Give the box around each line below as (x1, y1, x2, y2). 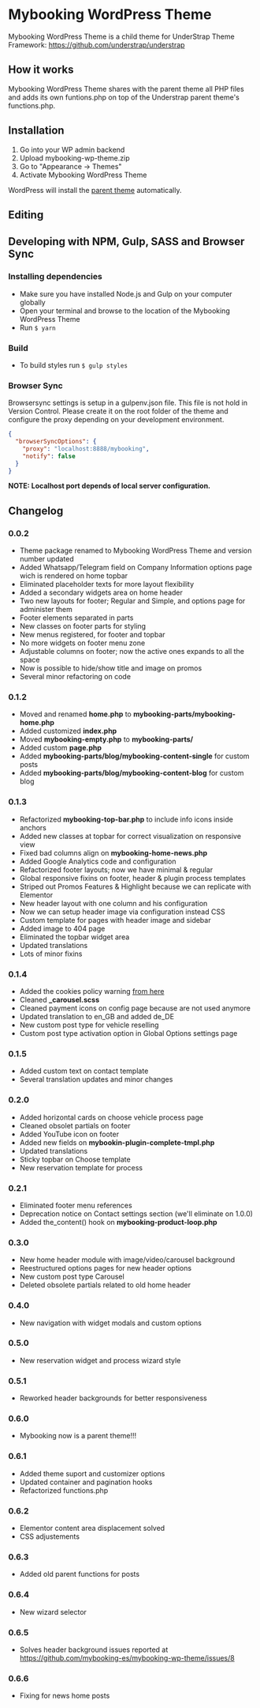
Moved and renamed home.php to (19, 709, 132, 719)
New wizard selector (19, 1607, 87, 1616)
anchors (19, 822, 47, 832)
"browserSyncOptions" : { (15, 437, 97, 446)
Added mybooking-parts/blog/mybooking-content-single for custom (19, 751, 250, 761)
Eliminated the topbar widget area (19, 931, 130, 942)
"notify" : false (22, 452, 76, 460)
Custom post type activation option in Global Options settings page (19, 1029, 238, 1038)
